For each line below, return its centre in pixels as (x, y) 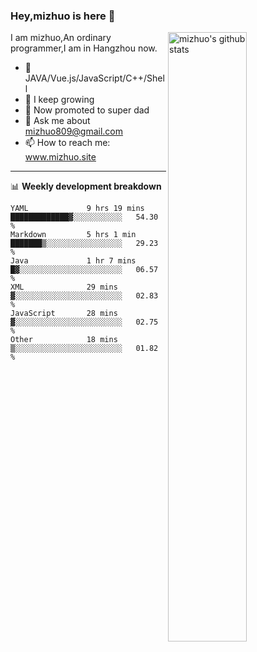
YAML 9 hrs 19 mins (77, 209)
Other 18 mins (64, 340)
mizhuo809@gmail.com (74, 131)
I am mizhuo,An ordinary (61, 38)
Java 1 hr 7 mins (73, 261)
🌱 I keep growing (59, 100)
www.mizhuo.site (60, 157)
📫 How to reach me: (67, 143)
